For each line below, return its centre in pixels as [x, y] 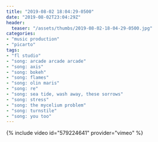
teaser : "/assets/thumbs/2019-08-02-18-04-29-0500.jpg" [82, 28]
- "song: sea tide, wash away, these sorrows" [65, 94]
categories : [21, 34]
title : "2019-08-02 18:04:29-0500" [50, 12]
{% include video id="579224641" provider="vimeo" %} [75, 133]
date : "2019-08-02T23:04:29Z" [44, 17]
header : [16, 22]
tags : [13, 50]
